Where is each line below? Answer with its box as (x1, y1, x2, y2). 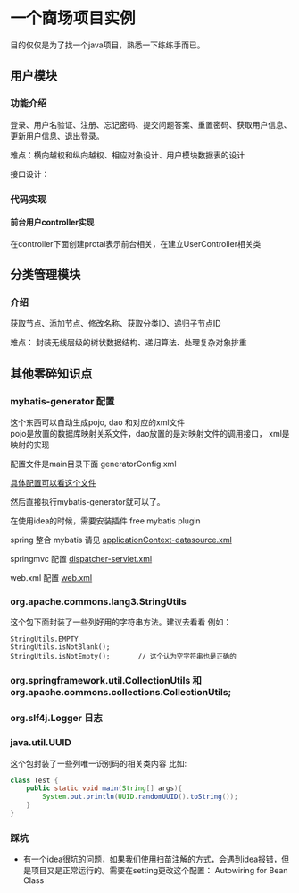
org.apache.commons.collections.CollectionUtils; (10, 686, 232, 699)
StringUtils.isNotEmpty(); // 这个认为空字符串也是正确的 (10, 652, 237, 661)
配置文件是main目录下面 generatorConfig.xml (10, 458, 177, 470)
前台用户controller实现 (10, 217, 95, 228)
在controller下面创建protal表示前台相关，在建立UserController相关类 (10, 238, 262, 249)
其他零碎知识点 (10, 366, 93, 381)
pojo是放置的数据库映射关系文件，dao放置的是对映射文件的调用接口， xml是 (10, 429, 290, 439)
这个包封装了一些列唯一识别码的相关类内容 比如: (10, 758, 187, 769)
